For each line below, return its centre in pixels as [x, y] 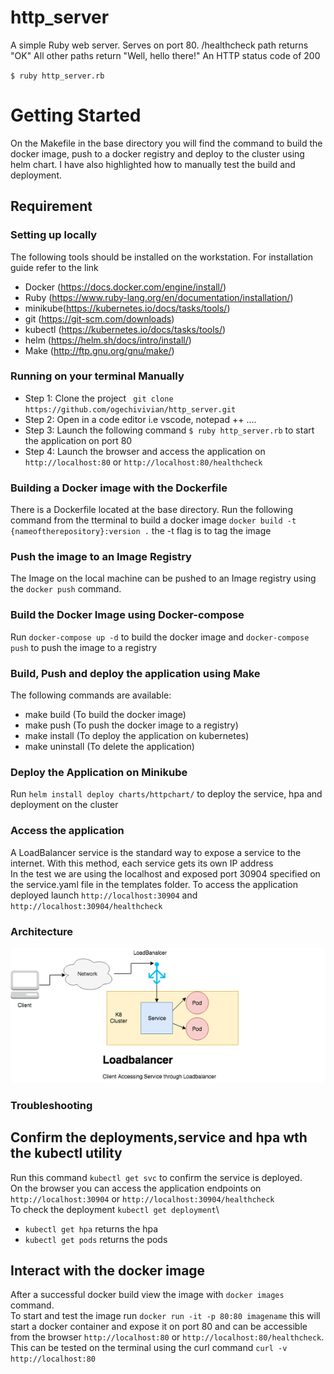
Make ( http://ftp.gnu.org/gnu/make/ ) [99, 350]
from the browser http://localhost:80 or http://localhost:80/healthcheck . [167, 1337]
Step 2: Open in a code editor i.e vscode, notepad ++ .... [140, 419]
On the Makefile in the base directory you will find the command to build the [166, 143]
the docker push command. [66, 589]
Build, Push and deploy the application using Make [135, 673]
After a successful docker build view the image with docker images [147, 1295]
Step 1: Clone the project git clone [99, 398]
